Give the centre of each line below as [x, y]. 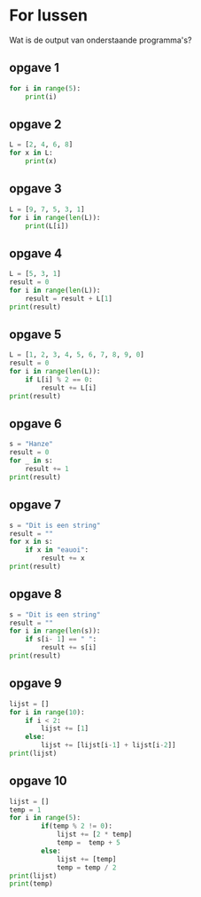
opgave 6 [35, 424]
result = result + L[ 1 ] [69, 298]
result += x [63, 559]
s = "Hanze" [31, 445]
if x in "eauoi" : [57, 550]
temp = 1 [25, 810]
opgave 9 [35, 684]
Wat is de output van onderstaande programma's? [100, 40]
